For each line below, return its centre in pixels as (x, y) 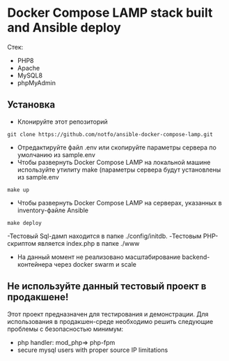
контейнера (35, 264)
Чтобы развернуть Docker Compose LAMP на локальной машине (114, 162)
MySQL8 (30, 75)
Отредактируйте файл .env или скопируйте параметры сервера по (117, 147)
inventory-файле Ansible (53, 210)
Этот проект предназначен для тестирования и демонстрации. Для (108, 314)
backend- (196, 257)
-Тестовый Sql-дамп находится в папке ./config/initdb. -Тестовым (104, 236)
